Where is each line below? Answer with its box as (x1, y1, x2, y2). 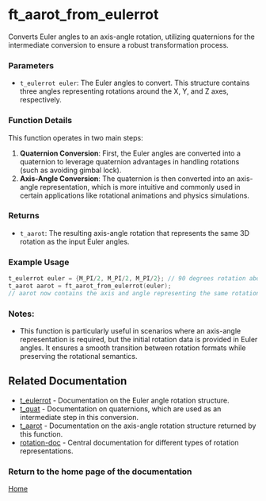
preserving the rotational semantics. (19, 352, 138, 361)
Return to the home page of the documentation (8, 466, 192, 477)
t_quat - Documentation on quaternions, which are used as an (19, 403, 222, 414)
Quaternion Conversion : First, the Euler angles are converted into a (19, 148, 241, 158)
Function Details (8, 115, 73, 126)
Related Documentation (8, 375, 127, 388)
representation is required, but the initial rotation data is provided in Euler (19, 335, 258, 345)
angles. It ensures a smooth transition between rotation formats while (19, 343, 246, 353)
